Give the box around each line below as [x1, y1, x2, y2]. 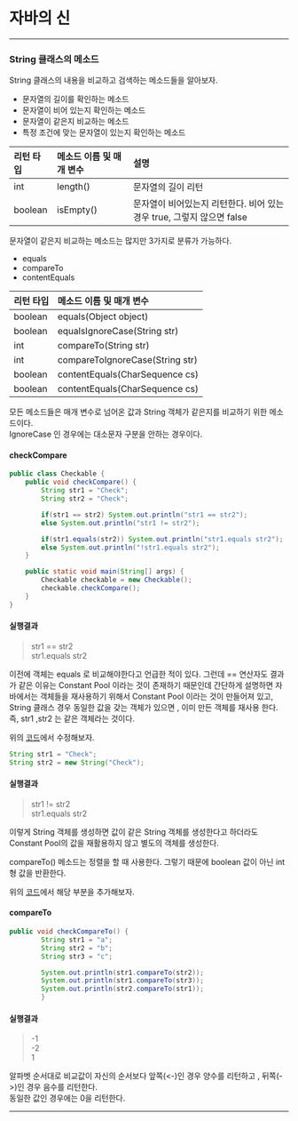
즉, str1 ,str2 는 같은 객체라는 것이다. [9, 713, 136, 724]
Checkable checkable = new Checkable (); [41, 575, 192, 585]
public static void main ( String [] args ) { [25, 567, 184, 576]
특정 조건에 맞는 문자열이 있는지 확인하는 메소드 [21, 127, 186, 138]
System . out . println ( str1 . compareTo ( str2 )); [41, 968, 204, 977]
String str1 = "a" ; [41, 935, 114, 944]
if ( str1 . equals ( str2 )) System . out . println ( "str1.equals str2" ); [41, 534, 284, 543]
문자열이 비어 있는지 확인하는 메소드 [21, 105, 146, 116]
